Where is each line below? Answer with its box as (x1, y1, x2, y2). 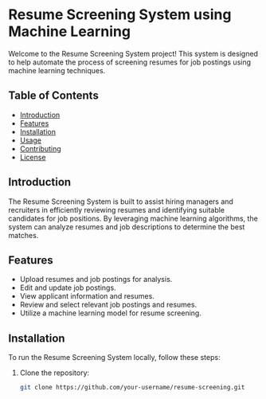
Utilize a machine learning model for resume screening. (19, 308, 201, 318)
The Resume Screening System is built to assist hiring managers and (8, 197, 233, 206)
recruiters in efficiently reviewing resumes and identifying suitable (8, 205, 225, 214)
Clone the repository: (19, 368, 90, 377)
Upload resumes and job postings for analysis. (19, 275, 173, 284)
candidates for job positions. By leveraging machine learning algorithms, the (8, 213, 259, 223)
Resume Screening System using (8, 6, 232, 24)
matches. (8, 230, 39, 240)
